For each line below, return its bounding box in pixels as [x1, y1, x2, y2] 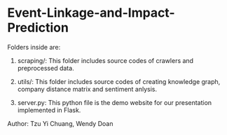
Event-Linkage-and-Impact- [7, 5, 175, 21]
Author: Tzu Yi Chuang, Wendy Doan [7, 119, 113, 127]
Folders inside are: [7, 43, 61, 51]
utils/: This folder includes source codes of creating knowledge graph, [17, 77, 221, 85]
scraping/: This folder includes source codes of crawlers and [17, 56, 194, 64]
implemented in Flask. [17, 106, 81, 114]
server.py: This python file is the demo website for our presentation [17, 98, 212, 106]
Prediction [7, 20, 69, 36]
